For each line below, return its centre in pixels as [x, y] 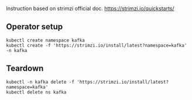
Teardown [25, 69]
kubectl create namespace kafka [45, 40]
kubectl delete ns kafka [36, 92]
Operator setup [35, 27]
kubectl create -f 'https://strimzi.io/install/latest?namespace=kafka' [97, 45]
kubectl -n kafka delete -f [40, 82]
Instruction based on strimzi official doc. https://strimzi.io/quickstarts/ [90, 8]
